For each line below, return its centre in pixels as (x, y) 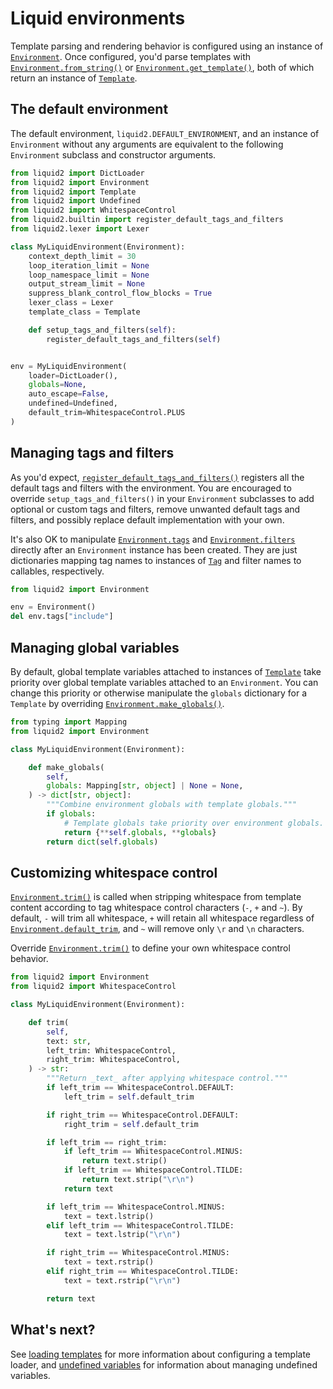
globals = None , (57, 385)
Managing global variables (95, 647)
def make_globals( (66, 767)
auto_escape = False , (69, 394)
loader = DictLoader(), (73, 375)
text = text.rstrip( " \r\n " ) (122, 1280)
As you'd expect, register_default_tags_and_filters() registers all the (157, 477)
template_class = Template (84, 312)
